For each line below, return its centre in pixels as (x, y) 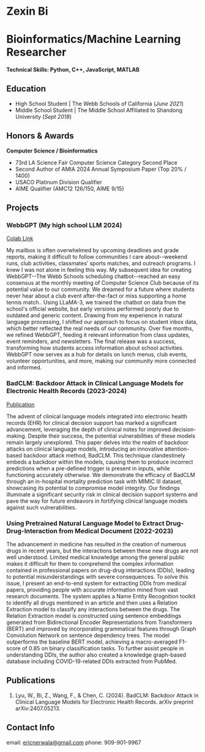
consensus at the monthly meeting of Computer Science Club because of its (102, 283)
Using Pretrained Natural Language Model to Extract (85, 523)
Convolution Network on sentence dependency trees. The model (88, 635)
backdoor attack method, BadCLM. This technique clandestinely (104, 455)
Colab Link (20, 239)
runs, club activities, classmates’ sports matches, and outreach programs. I (101, 263)
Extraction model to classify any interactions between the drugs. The (93, 609)
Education (26, 89)
